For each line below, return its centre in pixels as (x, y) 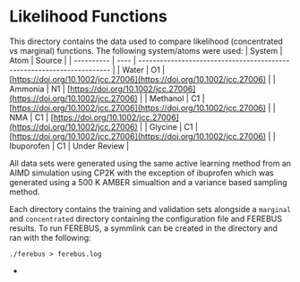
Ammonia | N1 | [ (40, 89)
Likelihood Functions (88, 17)
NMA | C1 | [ (31, 117)
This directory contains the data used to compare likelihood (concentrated (146, 41)
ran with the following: (50, 237)
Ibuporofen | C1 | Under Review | (69, 146)
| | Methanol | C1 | (172, 98)
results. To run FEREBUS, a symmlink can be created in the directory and (143, 228)
